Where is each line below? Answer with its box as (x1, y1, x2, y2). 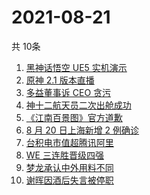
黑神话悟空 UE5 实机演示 (25, 61, 128, 73)
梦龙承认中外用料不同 (25, 161, 114, 173)
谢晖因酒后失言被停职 (25, 174, 114, 186)
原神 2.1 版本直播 (25, 74, 95, 86)
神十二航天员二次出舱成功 (25, 99, 132, 111)
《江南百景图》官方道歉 (25, 111, 123, 123)
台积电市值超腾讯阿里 (25, 136, 114, 148)
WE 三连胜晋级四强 (25, 149, 104, 161)
